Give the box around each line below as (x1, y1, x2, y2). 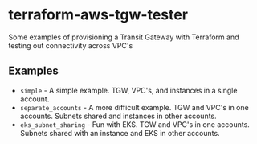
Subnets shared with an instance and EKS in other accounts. (19, 128, 220, 138)
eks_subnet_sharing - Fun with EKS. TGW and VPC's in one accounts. (19, 119, 251, 130)
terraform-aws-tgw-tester (8, 6, 189, 24)
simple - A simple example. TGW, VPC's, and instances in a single (19, 85, 238, 95)
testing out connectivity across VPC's (8, 40, 133, 50)
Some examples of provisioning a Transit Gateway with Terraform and (8, 32, 239, 42)
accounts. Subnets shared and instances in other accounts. (19, 111, 217, 121)
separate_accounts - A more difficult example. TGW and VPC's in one (19, 102, 249, 112)
